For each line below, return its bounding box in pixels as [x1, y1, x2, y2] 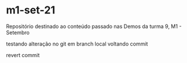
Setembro [6, 29, 30, 36]
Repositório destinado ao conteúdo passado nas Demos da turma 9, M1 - [6, 23, 182, 30]
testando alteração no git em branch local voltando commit [6, 40, 148, 47]
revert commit [6, 51, 40, 58]
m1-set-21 [6, 3, 56, 17]
